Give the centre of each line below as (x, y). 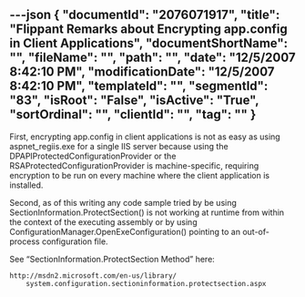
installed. (26, 185)
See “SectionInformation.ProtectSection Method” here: (112, 259)
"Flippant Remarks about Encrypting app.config (149, 30)
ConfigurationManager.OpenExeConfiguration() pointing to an (125, 231)
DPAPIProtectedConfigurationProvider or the (93, 156)
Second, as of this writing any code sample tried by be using (123, 202)
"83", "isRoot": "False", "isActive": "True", (134, 101)
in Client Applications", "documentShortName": (149, 43)
